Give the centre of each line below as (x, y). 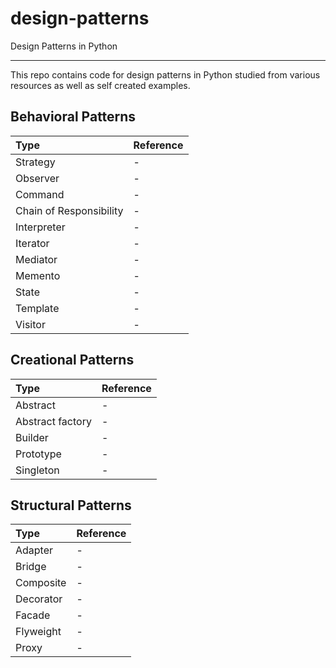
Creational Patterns (72, 360)
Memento (38, 275)
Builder (32, 437)
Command (40, 194)
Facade (33, 615)
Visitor (30, 324)
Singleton (37, 470)
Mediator (36, 259)
